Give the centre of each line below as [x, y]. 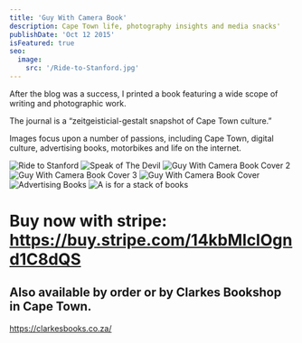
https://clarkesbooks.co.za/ [61, 328]
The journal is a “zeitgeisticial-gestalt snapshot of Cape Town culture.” [141, 121]
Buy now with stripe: [88, 221]
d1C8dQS [45, 260]
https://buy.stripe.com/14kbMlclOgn [151, 241]
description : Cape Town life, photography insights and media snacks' [145, 26]
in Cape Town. [51, 306]
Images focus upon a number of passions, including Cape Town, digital [142, 138]
